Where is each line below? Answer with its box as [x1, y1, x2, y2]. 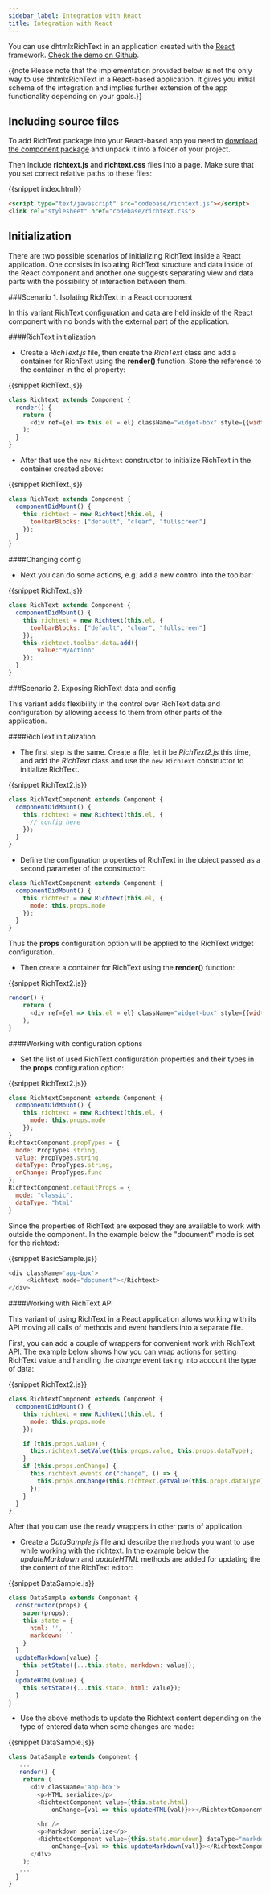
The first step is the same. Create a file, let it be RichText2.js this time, [19, 747, 252, 757]
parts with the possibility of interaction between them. [8, 276, 187, 286]
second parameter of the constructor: [19, 863, 145, 873]
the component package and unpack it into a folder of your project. [8, 144, 231, 154]
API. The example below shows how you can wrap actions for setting [8, 1347, 237, 1357]
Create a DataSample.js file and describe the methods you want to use [19, 1537, 255, 1547]
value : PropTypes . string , [15, 1153, 103, 1162]
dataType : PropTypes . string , [15, 1161, 113, 1169]
